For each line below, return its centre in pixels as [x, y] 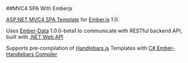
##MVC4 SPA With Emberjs [39, 8]
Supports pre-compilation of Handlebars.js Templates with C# [81, 48]
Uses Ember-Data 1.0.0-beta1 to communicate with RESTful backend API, [94, 31]
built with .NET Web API [35, 37]
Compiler [46, 54]
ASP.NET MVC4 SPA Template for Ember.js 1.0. [63, 19]
